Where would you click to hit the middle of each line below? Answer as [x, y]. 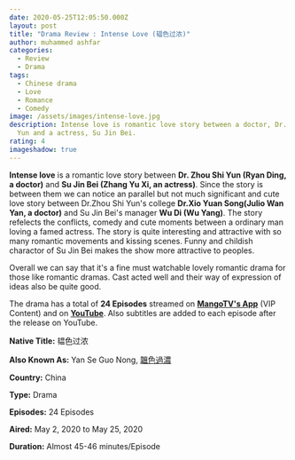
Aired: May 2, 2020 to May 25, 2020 [76, 429]
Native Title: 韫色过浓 [49, 341]
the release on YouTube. [54, 322]
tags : [19, 75]
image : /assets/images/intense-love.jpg [85, 116]
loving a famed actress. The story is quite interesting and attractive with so [145, 231]
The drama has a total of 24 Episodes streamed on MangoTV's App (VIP [143, 304]
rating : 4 [27, 141]
